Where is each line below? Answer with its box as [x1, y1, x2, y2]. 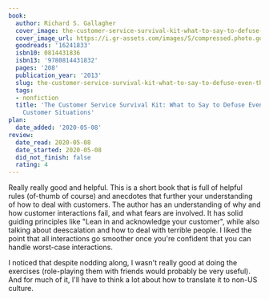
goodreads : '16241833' [15, 42, 91, 50]
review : [8, 131, 34, 139]
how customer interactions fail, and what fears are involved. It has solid [8, 208, 243, 218]
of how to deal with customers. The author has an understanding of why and [8, 200, 261, 209]
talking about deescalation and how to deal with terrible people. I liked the [8, 225, 252, 235]
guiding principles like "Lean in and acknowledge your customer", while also [8, 217, 260, 227]
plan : [8, 116, 26, 124]
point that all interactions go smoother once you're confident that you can [8, 234, 251, 244]
